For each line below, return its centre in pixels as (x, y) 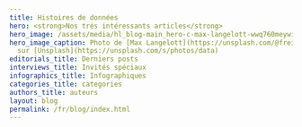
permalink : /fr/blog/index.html (70, 109)
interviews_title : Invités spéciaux (78, 68)
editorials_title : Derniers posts (74, 59)
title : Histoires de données (64, 17)
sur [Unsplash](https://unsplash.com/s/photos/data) (118, 51)
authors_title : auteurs (54, 92)
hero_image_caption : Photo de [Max (76, 42)
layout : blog (34, 101)
